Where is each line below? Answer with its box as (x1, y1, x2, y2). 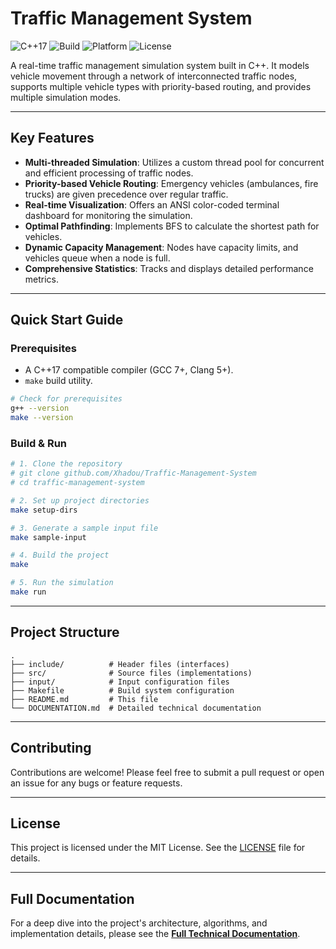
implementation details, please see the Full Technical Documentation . (10, 928, 301, 940)
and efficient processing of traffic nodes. (24, 167, 194, 179)
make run (10, 587, 47, 597)
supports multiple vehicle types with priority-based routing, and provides (10, 80, 312, 92)
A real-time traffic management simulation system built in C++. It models (10, 59, 310, 71)
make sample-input (10, 532, 87, 542)
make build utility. (24, 375, 93, 387)
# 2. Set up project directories (10, 495, 150, 506)
